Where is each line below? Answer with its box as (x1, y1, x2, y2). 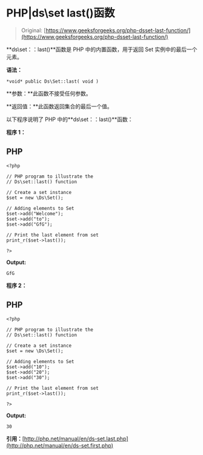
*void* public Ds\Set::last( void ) (6, 78, 99, 85)
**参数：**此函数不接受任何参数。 (6, 89, 92, 97)
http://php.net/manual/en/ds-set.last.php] (24, 435, 128, 442)
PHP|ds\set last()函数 (6, 6, 115, 20)
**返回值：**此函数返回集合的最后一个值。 (6, 102, 113, 110)
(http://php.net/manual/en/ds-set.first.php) (6, 442, 114, 449)
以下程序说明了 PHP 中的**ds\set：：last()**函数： (6, 116, 133, 123)
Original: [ (21, 26, 46, 34)
